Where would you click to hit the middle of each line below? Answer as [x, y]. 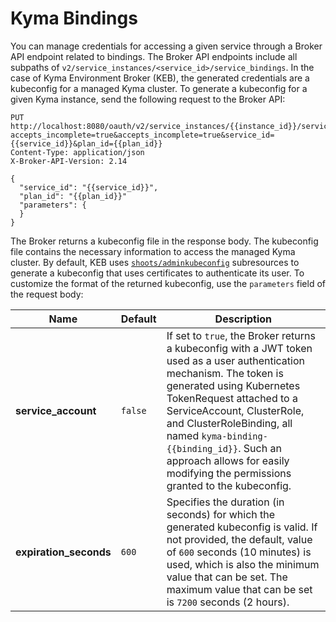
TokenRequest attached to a [232, 398]
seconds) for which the [221, 514]
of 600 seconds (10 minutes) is [239, 552]
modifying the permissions [229, 473]
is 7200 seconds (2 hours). [228, 602]
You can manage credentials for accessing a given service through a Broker [166, 46]
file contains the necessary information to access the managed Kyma [153, 251]
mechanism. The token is [225, 373]
